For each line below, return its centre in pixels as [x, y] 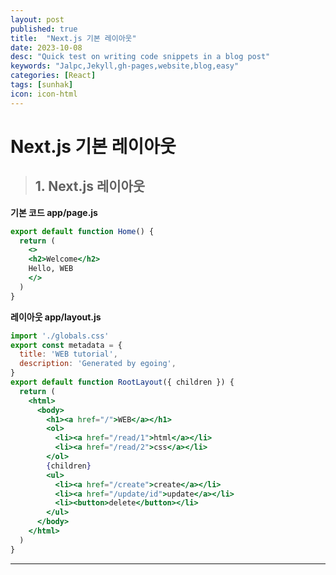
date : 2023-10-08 [46, 47]
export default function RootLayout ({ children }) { [122, 382]
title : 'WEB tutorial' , [68, 354]
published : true [44, 29]
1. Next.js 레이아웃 [90, 186]
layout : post [37, 19]
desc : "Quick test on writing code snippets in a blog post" [140, 57]
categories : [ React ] [53, 76]
